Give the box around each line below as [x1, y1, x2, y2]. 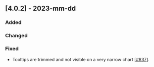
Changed [5, 32, 28, 39]
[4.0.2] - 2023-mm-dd [5, 4, 76, 13]
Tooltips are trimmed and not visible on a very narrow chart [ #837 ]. [12, 56, 150, 62]
